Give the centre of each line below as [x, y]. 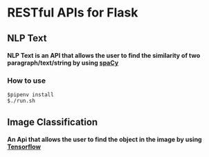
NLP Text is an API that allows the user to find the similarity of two [104, 56]
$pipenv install [30, 95]
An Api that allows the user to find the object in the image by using [104, 140]
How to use [27, 81]
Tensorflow [24, 147]
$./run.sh [21, 101]
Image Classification [53, 122]
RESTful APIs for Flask [73, 13]
